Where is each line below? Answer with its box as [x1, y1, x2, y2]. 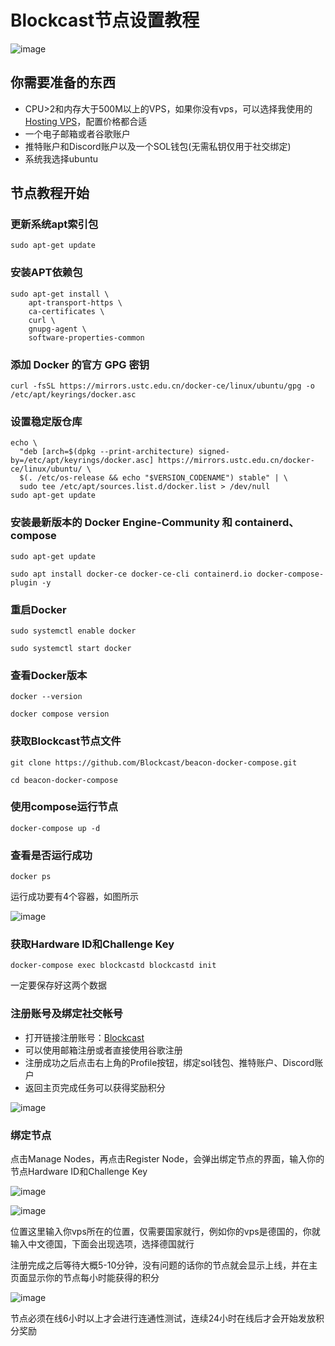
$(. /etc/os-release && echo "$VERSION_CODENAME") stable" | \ [19, 473, 288, 483]
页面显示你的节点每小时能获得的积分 [10, 1272, 160, 1283]
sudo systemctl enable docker [10, 626, 137, 636]
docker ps [10, 872, 52, 882]
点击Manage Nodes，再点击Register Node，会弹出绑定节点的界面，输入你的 [10, 1153, 325, 1165]
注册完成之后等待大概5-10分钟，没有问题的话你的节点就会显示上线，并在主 [10, 1259, 318, 1271]
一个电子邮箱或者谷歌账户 [24, 127, 131, 140]
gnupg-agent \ [28, 324, 87, 334]
